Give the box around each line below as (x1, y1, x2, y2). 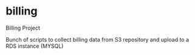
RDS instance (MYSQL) (5, 42, 64, 50)
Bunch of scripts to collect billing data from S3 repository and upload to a (5, 36, 190, 43)
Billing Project (5, 24, 41, 31)
